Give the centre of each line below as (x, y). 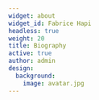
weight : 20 (27, 38)
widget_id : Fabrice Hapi (50, 23)
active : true (30, 53)
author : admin (32, 61)
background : (36, 76)
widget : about (32, 16)
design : (21, 69)
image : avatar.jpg (54, 83)
